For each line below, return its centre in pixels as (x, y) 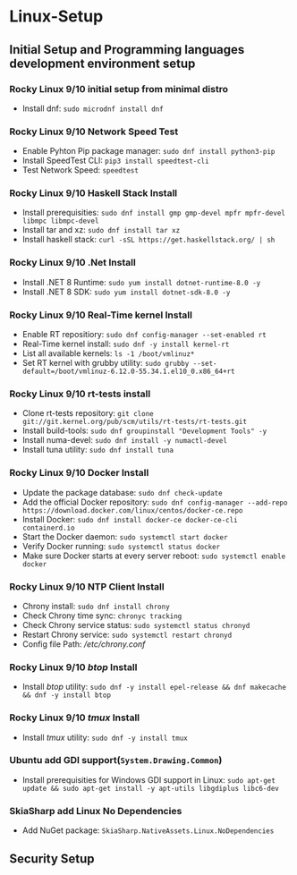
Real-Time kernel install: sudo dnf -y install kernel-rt (126, 344)
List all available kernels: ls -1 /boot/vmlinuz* (108, 353)
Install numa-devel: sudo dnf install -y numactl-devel (125, 440)
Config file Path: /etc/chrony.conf (84, 644)
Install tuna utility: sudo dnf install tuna (98, 450)
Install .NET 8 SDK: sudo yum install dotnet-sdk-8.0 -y (126, 292)
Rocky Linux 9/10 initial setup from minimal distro (119, 89)
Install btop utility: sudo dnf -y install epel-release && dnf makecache (154, 687)
